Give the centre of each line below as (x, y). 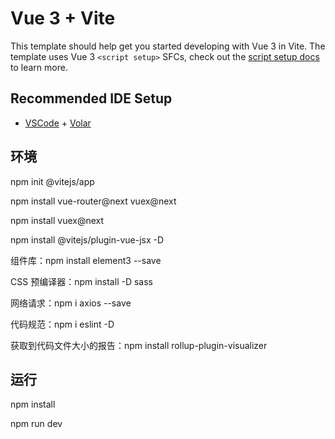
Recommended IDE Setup (91, 98)
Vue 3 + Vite (63, 18)
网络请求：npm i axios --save (71, 303)
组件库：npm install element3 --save (86, 260)
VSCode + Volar (58, 123)
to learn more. (39, 67)
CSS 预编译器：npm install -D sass (81, 281)
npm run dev (36, 424)
